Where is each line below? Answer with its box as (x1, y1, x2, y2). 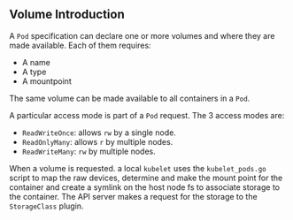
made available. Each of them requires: (9, 40, 152, 50)
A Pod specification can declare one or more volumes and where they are (9, 30, 275, 41)
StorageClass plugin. (9, 201, 84, 211)
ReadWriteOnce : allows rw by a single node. (21, 127, 177, 138)
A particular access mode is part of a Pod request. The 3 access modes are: (9, 110, 285, 120)
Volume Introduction (9, 7, 126, 22)
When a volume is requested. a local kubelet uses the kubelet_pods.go (9, 163, 267, 173)
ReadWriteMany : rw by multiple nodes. (21, 146, 157, 156)
